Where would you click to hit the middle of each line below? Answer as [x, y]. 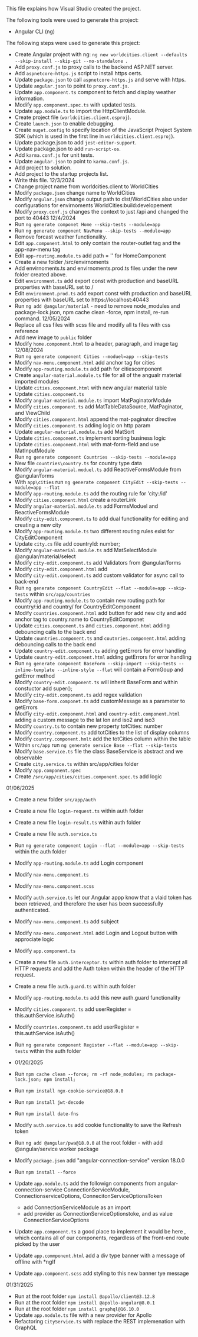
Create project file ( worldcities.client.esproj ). [73, 117]
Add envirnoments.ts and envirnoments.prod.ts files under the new [96, 268]
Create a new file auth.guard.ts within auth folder [75, 986]
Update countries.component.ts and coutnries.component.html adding [100, 638]
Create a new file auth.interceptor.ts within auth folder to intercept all [101, 962]
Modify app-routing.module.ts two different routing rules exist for [95, 531]
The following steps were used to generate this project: [73, 43]
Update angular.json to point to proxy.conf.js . [72, 86]
